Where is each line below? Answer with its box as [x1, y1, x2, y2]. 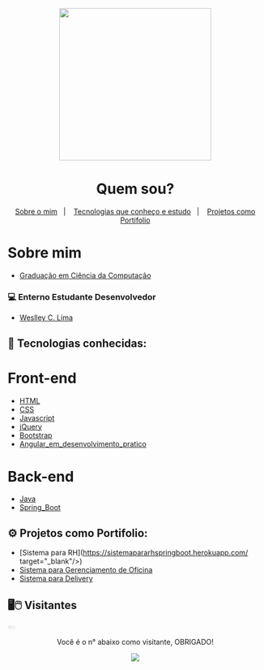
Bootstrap [19, 430, 53, 440]
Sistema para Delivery [19, 573, 94, 584]
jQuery [19, 421, 42, 431]
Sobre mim [7, 244, 82, 262]
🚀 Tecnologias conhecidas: [7, 336, 147, 350]
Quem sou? [96, 179, 175, 198]
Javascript [19, 413, 55, 422]
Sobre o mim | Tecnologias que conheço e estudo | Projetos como [15, 206, 256, 216]
